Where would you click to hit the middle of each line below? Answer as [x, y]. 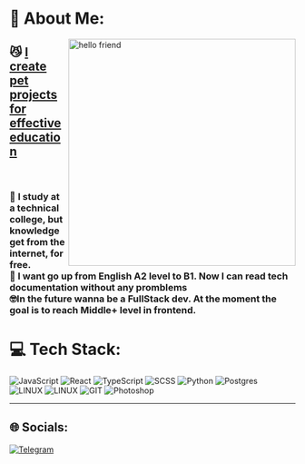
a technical [34, 208]
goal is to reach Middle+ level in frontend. [103, 310]
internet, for [36, 253]
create [28, 66]
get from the [37, 242]
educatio [35, 137]
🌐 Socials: [39, 427]
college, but [36, 219]
